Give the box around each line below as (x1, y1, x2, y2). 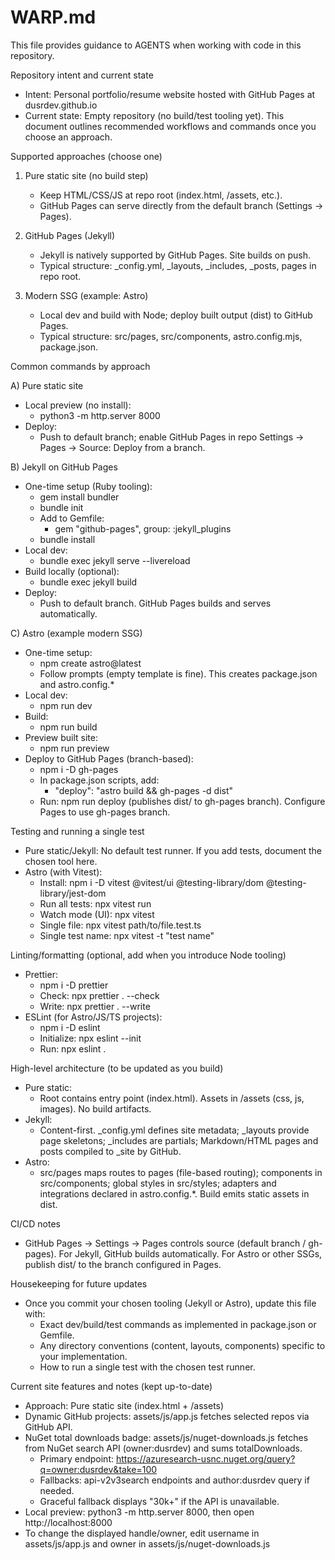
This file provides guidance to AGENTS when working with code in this (10, 39, 302, 51)
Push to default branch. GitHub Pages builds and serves (39, 597, 272, 609)
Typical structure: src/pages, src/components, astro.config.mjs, (39, 330, 303, 342)
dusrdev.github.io (24, 99, 98, 111)
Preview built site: (24, 731, 99, 743)
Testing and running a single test (10, 825, 145, 837)
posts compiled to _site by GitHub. (39, 1145, 182, 1157)
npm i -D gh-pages (39, 763, 119, 775)
